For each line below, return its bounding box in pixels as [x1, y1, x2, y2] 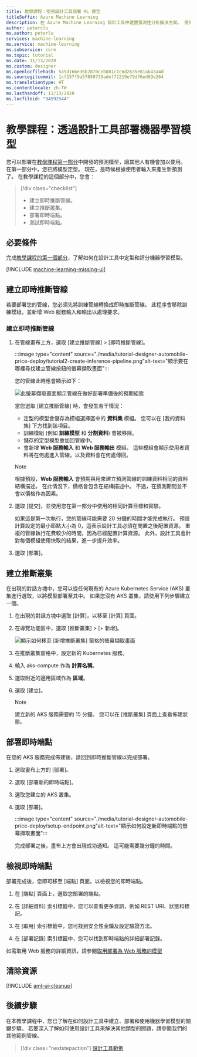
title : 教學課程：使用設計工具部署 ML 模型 [6, 8, 101, 15]
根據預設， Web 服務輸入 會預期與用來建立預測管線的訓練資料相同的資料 [14, 475, 189, 482]
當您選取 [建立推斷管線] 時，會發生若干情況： [14, 403, 124, 410]
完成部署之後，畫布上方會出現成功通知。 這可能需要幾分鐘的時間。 [14, 842, 176, 849]
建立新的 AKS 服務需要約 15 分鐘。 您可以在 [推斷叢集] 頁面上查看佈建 [14, 711, 183, 718]
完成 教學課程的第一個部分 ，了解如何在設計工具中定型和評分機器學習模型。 [6, 254, 186, 261]
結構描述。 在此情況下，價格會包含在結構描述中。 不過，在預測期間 [14, 482, 177, 490]
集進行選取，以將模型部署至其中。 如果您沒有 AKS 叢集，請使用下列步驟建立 [6, 592, 191, 599]
